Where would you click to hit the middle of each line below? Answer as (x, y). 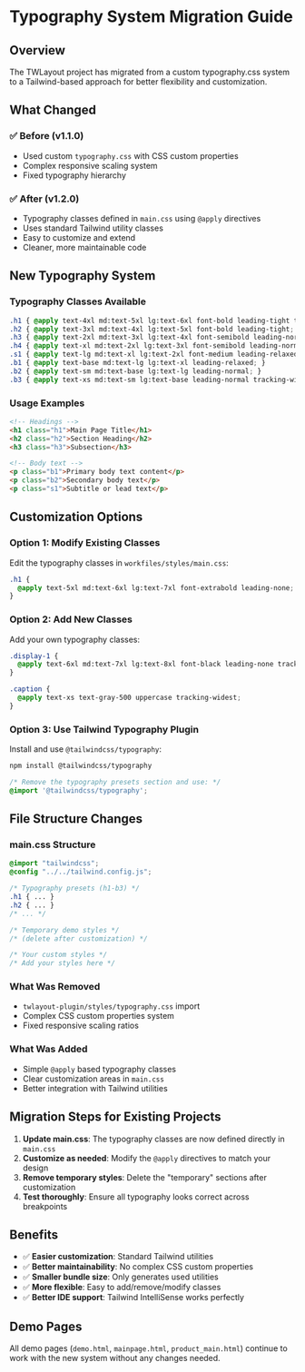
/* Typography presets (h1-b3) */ (75, 888)
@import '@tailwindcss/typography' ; (79, 790)
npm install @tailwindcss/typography (81, 766)
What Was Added (49, 1049)
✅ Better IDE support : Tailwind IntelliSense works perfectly (133, 1298)
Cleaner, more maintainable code (84, 247)
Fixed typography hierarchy (74, 175)
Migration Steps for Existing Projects (115, 1117)
